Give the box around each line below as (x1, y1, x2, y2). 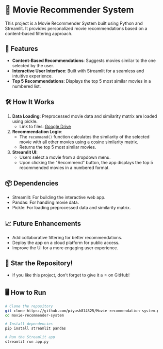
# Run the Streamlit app (5, 335, 55, 340)
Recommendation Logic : (12, 128, 63, 135)
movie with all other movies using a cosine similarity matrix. (19, 139, 138, 145)
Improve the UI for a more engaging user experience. (12, 245, 118, 251)
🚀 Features (5, 45, 38, 53)
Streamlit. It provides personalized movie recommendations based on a (5, 25, 147, 31)
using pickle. (12, 118, 38, 124)
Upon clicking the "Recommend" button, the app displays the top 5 (19, 159, 153, 165)
